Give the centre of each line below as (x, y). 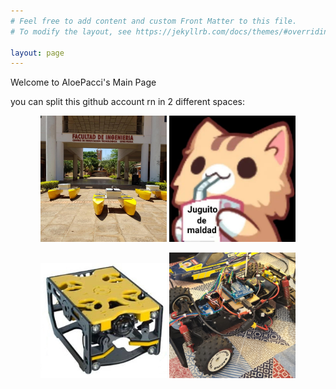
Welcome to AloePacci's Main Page (83, 82)
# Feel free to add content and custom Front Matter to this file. (154, 21)
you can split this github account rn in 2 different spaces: (128, 102)
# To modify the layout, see (71, 31)
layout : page (37, 53)
